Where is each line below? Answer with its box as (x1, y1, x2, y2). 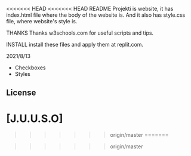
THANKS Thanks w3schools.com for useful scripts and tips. (6, 29, 154, 36)
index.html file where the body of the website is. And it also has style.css (6, 11, 186, 19)
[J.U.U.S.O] (6, 112, 63, 125)
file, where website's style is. (6, 18, 78, 25)
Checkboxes (14, 64, 46, 71)
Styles (14, 71, 31, 77)
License (6, 88, 36, 98)
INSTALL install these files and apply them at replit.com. (6, 41, 144, 48)
